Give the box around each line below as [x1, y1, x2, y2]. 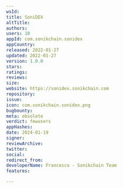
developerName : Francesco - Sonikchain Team [6, 163, 117, 168]
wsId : [6, 8, 19, 15]
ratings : [6, 69, 28, 75]
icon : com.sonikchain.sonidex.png [6, 102, 91, 108]
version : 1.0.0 [6, 58, 44, 64]
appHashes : [6, 124, 33, 130]
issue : [6, 96, 22, 102]
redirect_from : [6, 157, 44, 163]
